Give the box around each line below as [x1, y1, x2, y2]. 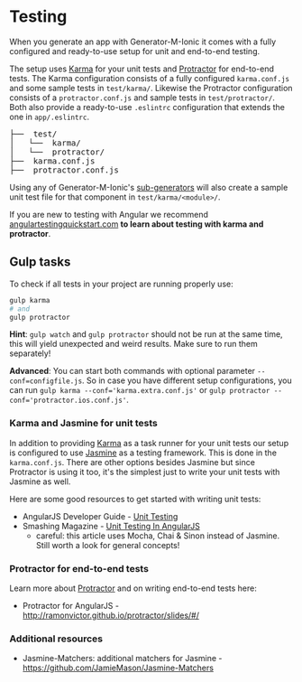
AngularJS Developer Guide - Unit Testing [22, 510, 178, 521]
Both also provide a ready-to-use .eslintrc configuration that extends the [9, 101, 286, 112]
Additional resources [9, 632, 104, 645]
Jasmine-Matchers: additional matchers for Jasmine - [22, 653, 223, 664]
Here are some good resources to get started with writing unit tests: [9, 493, 261, 504]
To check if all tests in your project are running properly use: [9, 278, 233, 289]
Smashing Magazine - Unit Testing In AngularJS [22, 520, 200, 531]
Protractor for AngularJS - [22, 600, 120, 611]
